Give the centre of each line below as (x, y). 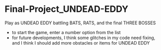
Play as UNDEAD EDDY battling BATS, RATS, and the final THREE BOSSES (80, 23)
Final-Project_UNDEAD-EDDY (67, 9)
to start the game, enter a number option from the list (66, 32)
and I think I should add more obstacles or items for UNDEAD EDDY (81, 43)
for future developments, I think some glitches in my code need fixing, (83, 38)
